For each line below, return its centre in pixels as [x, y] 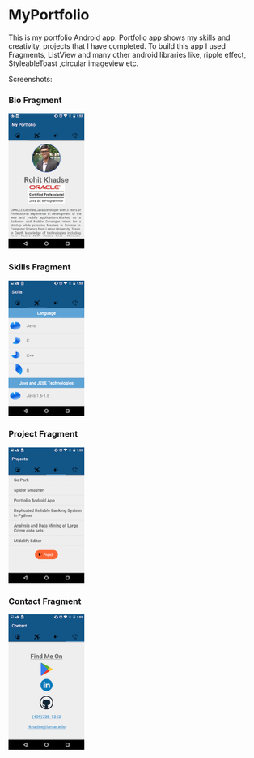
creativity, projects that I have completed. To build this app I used [117, 45]
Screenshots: [30, 79]
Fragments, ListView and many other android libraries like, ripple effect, [127, 54]
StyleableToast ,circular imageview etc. [74, 63]
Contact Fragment [45, 601]
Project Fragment [43, 434]
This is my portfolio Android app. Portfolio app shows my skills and [119, 37]
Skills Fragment [40, 267]
